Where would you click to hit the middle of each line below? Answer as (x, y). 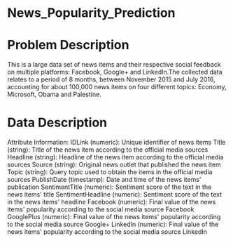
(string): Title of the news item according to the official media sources (108, 150)
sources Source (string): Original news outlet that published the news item (114, 165)
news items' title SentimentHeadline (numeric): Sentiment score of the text (115, 195)
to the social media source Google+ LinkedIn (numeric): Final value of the (113, 224)
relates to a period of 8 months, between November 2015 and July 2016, (111, 79)
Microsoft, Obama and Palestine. (54, 94)
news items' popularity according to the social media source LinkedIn (107, 232)
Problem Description (68, 45)
